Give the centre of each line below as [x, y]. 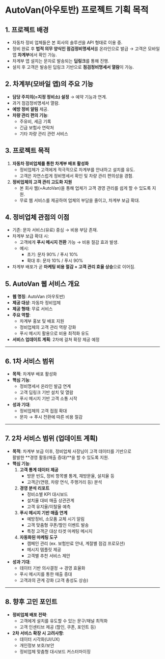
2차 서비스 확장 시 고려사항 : [38, 633]
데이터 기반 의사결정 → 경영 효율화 [52, 568]
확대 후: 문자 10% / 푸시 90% [55, 260]
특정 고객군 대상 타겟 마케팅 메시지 [60, 531]
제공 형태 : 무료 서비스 [32, 309]
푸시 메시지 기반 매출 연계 [43, 513]
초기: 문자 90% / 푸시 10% [52, 255]
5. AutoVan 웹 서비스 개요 [42, 284]
